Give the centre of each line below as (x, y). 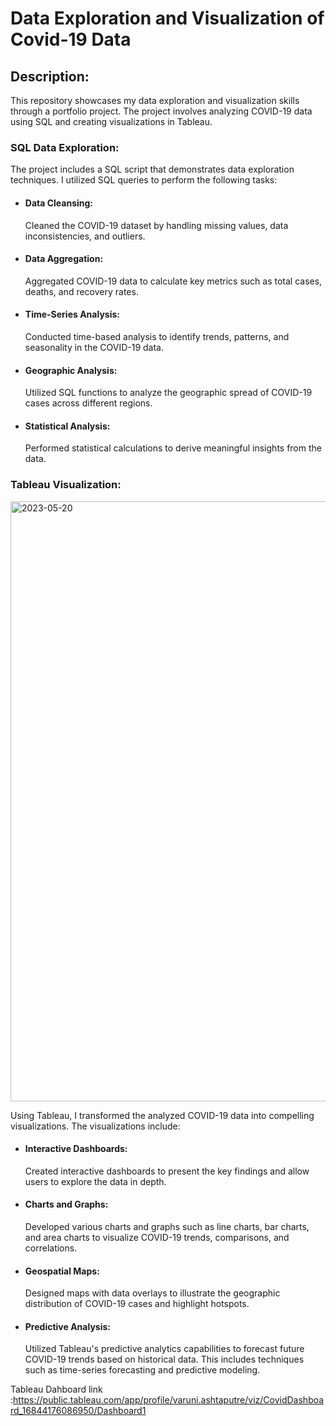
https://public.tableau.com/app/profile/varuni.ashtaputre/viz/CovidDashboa (169, 1400)
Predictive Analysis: (67, 1326)
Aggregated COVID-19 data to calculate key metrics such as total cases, (173, 281)
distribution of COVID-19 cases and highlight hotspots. (137, 1304)
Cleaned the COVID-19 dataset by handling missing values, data (156, 225)
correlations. (51, 1248)
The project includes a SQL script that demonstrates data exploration (152, 169)
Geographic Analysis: (71, 370)
